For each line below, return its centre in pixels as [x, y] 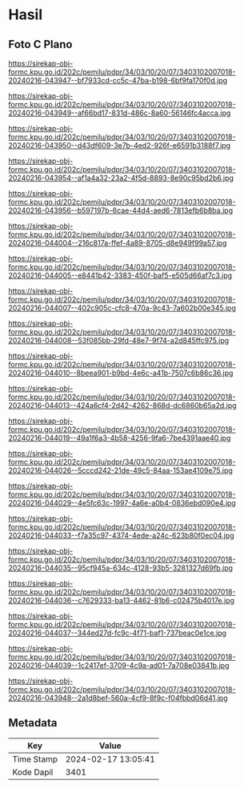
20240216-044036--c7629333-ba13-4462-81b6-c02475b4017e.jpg [121, 600]
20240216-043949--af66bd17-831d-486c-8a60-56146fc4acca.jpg [120, 113]
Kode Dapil [33, 772]
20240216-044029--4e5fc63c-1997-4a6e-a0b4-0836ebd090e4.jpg [122, 503]
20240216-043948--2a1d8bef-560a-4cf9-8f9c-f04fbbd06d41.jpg [118, 698]
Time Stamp [35, 759]
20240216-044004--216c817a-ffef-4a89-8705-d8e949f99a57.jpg [118, 243]
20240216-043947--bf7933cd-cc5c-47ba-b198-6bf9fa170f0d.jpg [118, 80]
